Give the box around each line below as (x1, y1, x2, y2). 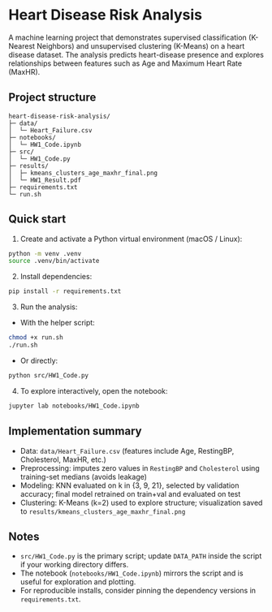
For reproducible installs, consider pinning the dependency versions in (19, 586, 257, 596)
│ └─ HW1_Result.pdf (8, 176, 82, 184)
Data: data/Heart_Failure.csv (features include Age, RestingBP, (19, 446, 235, 455)
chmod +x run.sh (8, 334, 63, 342)
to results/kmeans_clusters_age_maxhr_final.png (19, 506, 186, 516)
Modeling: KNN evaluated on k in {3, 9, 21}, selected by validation (19, 481, 240, 490)
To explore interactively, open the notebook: (19, 386, 168, 395)
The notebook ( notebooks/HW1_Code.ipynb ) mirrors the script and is (19, 568, 244, 578)
